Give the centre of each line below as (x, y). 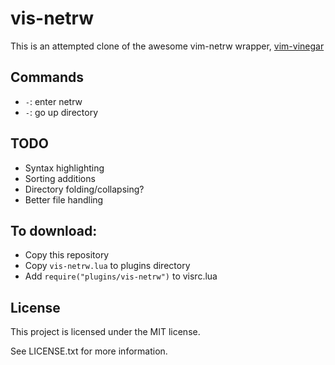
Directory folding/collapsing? (84, 189)
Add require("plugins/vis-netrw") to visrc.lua (121, 276)
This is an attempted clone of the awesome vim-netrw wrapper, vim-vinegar (167, 46)
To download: (54, 230)
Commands (47, 77)
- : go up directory (61, 112)
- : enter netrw (53, 101)
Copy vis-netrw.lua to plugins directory (107, 266)
